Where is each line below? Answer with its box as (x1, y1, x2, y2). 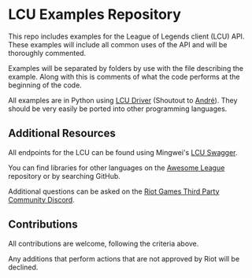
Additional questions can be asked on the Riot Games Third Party (8, 187, 220, 196)
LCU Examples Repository (8, 6, 181, 24)
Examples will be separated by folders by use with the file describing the (8, 63, 244, 72)
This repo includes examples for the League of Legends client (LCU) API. (8, 32, 245, 41)
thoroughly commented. (8, 48, 87, 57)
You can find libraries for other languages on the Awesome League (8, 163, 225, 172)
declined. (8, 262, 39, 272)
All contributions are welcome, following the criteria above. (8, 239, 199, 248)
